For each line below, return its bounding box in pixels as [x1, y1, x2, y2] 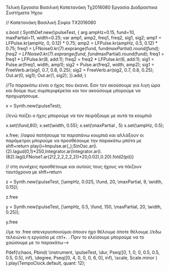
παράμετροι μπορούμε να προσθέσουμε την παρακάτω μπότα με [6, 138, 142, 143]
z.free [6, 194, 18, 200]
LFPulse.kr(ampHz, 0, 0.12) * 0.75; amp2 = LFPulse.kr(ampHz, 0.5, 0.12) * [6, 40, 158, 46]
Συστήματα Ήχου [6, 10, 42, 16]
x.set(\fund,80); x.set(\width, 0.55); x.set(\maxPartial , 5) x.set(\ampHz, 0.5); [6, 123, 164, 128]
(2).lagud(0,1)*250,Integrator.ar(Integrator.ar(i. [6, 148, 102, 154]
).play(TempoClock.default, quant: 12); [6, 260, 85, 266]
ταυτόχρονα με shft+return [6, 169, 62, 175]
